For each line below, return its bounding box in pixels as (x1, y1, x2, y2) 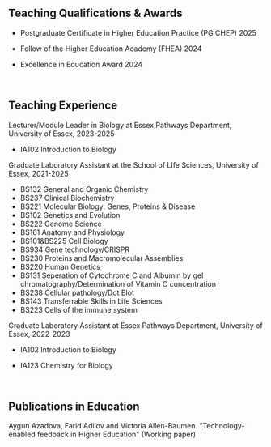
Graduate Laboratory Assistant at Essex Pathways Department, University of (8, 320, 263, 330)
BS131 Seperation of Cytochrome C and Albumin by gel (19, 270, 204, 280)
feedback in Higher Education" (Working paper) (36, 429, 197, 440)
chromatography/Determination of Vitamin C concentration (19, 279, 217, 288)
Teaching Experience (8, 99, 118, 113)
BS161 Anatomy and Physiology (19, 227, 125, 237)
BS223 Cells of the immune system (19, 304, 138, 314)
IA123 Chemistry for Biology (19, 360, 113, 370)
